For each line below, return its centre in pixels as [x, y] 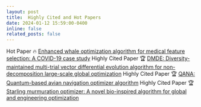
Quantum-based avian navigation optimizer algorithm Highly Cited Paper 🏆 [100, 83]
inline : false [24, 29]
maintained [20, 67]
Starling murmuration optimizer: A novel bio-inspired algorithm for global [97, 91]
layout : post [23, 12]
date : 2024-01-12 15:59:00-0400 [47, 23]
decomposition [25, 74]
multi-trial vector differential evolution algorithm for [99, 67]
